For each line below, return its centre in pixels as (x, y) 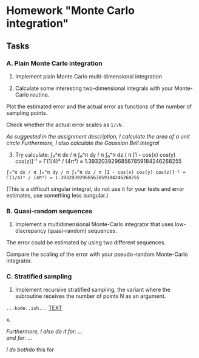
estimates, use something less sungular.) (57, 195)
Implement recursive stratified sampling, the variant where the (93, 290)
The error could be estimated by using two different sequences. (86, 243)
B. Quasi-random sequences (49, 211)
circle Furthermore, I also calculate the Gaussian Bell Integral (83, 143)
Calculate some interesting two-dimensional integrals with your (94, 88)
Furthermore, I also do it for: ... (45, 331)
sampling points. (27, 112)
